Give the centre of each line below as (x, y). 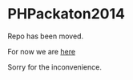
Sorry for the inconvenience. (54, 67)
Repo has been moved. (46, 36)
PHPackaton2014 (66, 14)
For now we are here (42, 51)
